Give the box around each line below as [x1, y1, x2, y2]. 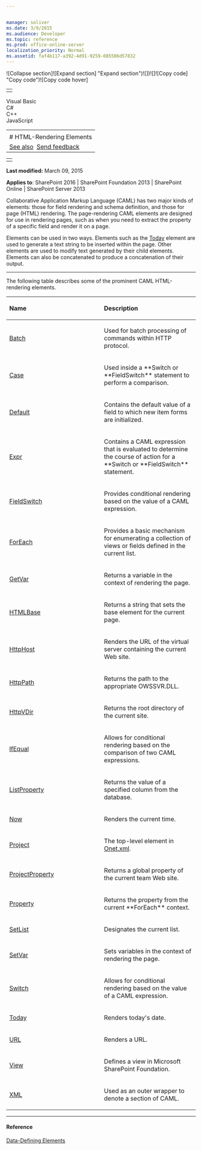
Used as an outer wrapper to [104, 1087, 185, 1095]
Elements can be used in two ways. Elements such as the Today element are [6, 234, 195, 242]
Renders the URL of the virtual [104, 637, 189, 646]
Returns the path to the [104, 674, 169, 683]
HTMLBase [9, 608, 41, 616]
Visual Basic [6, 97, 37, 104]
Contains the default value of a [104, 400, 191, 408]
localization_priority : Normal [6, 48, 85, 54]
